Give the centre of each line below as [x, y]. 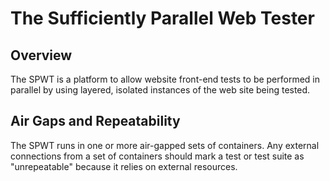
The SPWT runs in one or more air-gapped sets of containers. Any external [165, 145]
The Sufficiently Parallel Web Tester [162, 18]
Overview [41, 55]
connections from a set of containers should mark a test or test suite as [157, 156]
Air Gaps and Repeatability [95, 121]
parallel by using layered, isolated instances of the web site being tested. [160, 90]
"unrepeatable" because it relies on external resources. [124, 166]
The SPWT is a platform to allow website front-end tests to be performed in [165, 79]
